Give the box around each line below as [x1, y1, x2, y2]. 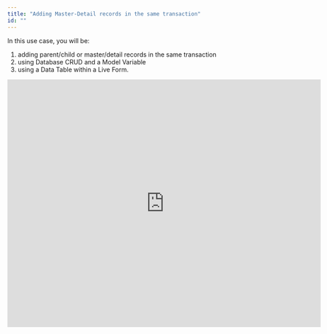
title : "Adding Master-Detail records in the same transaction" [7, 10, 201, 18]
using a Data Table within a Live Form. [17, 65, 129, 74]
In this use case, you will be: [7, 36, 90, 45]
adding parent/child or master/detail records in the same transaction [17, 50, 217, 59]
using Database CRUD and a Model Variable [17, 57, 147, 66]
